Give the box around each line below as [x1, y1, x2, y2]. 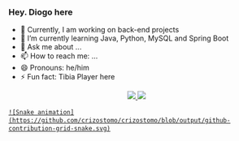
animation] [37, 109, 75, 117]
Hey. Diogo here [8, 6, 73, 18]
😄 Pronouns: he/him [20, 63, 89, 73]
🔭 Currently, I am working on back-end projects [20, 25, 180, 35]
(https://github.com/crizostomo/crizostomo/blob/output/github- [8, 117, 231, 125]
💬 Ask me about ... [20, 42, 82, 52]
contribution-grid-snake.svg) [8, 125, 111, 133]
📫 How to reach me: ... [20, 51, 98, 61]
